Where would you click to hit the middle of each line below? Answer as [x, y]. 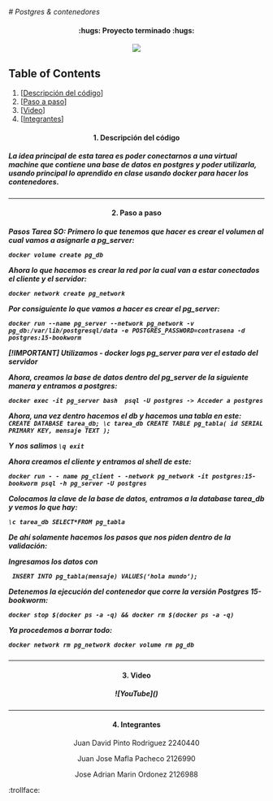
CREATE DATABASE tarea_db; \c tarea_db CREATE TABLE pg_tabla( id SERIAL [136, 423]
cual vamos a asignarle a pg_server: [71, 240]
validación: [28, 546]
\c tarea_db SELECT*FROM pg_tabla [67, 522]
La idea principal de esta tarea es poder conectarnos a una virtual [123, 156]
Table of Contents [55, 74]
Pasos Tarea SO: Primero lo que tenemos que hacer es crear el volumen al [136, 232]
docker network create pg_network [67, 293]
